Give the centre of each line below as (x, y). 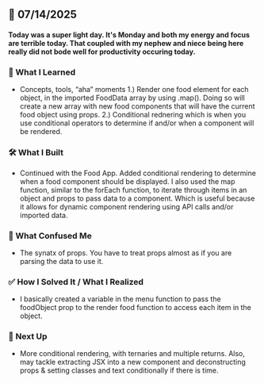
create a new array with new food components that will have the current (137, 106)
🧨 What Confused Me (50, 236)
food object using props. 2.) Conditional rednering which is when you (133, 115)
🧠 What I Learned (42, 72)
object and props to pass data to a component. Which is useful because (137, 198)
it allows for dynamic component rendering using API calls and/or (126, 206)
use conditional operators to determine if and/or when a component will (137, 123)
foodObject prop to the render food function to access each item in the (136, 308)
